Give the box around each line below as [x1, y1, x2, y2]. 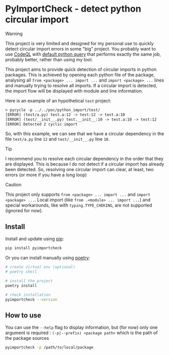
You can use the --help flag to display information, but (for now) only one [5, 325, 158, 331]
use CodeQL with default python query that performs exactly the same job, [5, 51, 161, 57]
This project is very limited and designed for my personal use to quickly [5, 40, 154, 46]
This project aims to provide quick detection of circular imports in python [5, 66, 157, 72]
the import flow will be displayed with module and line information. [5, 88, 143, 94]
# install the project [5, 278, 53, 284]
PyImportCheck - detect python [5, 3, 141, 15]
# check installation [5, 292, 51, 297]
